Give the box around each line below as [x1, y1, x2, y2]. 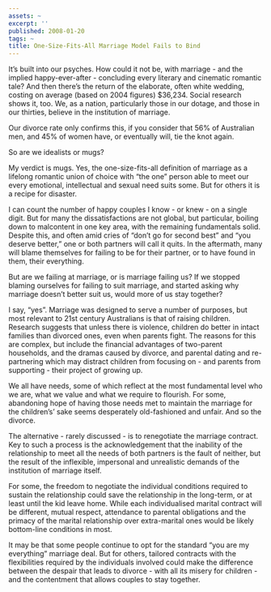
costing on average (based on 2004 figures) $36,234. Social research [8, 90, 242, 100]
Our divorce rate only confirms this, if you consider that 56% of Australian [8, 123, 255, 133]
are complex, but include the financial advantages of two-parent [8, 340, 222, 350]
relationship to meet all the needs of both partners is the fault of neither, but [8, 448, 261, 458]
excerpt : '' [8, 19, 49, 28]
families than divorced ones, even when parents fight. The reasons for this [8, 331, 256, 341]
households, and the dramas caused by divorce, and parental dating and [8, 348, 251, 358]
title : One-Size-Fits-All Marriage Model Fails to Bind [8, 42, 201, 50]
